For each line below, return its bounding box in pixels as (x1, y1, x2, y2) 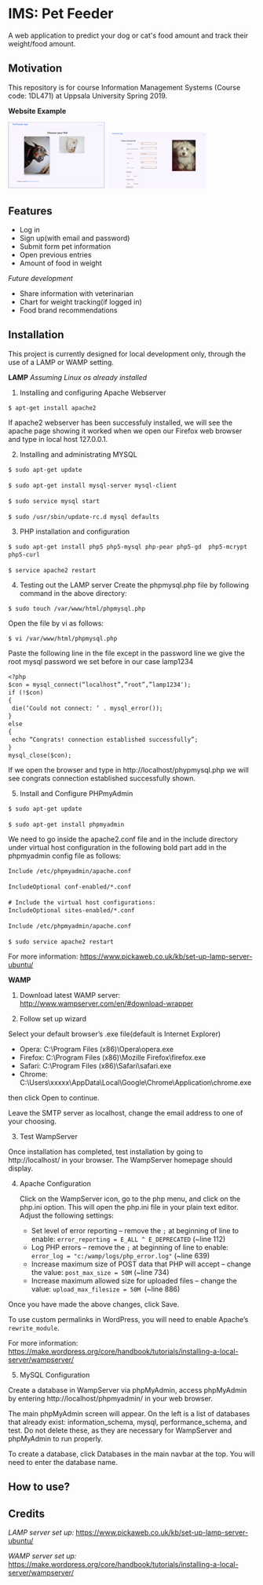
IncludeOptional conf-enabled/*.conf (8, 882, 132, 891)
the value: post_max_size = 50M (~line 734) (31, 1267, 170, 1276)
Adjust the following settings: (19, 1211, 114, 1220)
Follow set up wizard (19, 1013, 87, 1023)
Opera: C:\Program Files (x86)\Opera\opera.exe (19, 1044, 174, 1054)
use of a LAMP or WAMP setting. (8, 357, 114, 367)
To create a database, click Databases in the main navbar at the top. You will (8, 1449, 255, 1459)
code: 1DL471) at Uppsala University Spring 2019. (8, 91, 168, 100)
